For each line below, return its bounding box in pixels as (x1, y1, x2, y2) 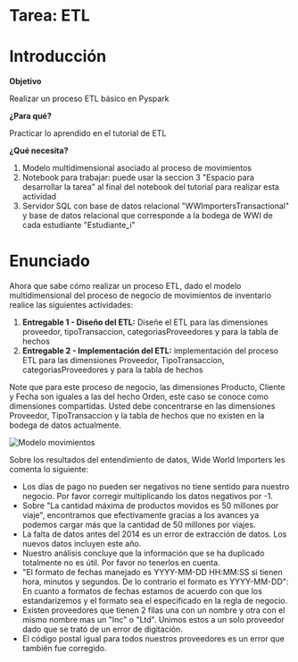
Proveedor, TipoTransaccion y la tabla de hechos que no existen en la (9, 411, 265, 421)
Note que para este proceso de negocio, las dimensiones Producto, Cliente (9, 382, 286, 393)
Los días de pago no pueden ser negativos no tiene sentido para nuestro (21, 481, 290, 492)
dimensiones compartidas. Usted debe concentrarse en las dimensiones (9, 401, 276, 412)
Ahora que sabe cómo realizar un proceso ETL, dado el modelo (9, 281, 242, 292)
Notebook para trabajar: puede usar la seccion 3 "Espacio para (21, 172, 254, 183)
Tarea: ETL (9, 5, 91, 26)
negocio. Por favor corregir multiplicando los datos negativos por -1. (21, 491, 274, 502)
